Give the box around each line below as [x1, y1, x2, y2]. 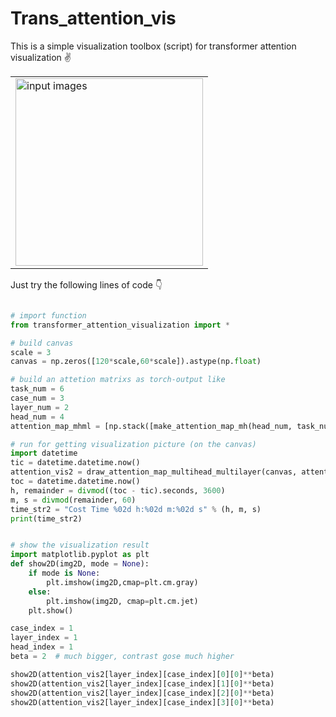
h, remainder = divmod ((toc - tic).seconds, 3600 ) [10, 485, 226, 496]
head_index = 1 [10, 642, 74, 652]
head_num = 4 [10, 412, 65, 422]
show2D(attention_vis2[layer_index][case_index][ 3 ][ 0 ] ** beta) [10, 697, 275, 707]
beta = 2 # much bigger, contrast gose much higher [10, 652, 235, 662]
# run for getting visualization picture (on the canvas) [10, 439, 257, 449]
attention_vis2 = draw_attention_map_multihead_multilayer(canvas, [10, 467, 298, 477]
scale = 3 [10, 347, 52, 357]
